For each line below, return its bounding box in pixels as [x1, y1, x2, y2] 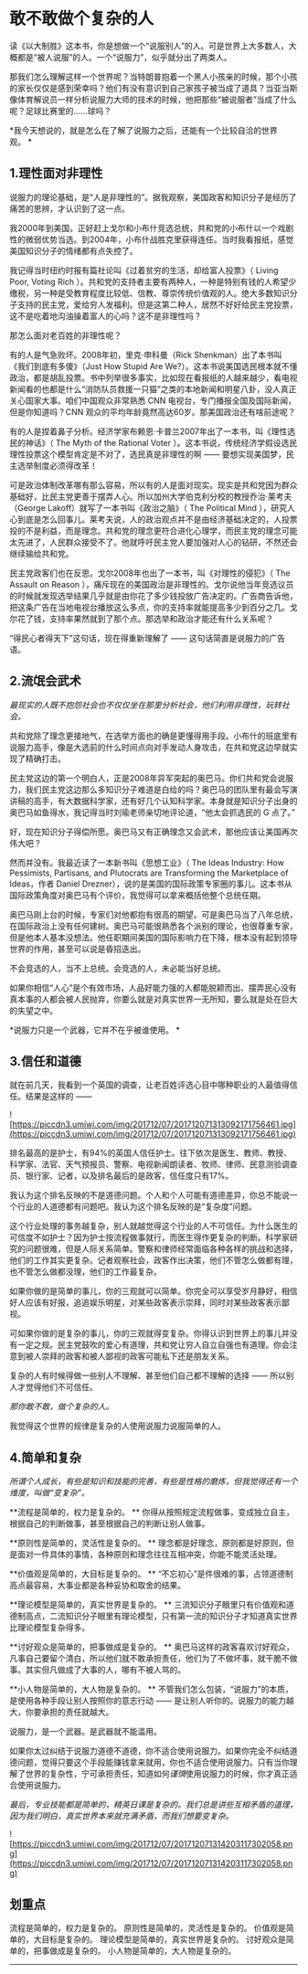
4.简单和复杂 [9, 1449, 82, 1465]
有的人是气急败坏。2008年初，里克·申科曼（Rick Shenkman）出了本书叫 [9, 349, 282, 360]
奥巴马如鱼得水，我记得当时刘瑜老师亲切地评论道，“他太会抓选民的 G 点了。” [9, 806, 295, 818]
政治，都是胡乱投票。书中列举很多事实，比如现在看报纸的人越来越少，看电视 [9, 372, 298, 383]
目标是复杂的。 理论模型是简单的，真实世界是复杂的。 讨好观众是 [40, 1934, 286, 1945]
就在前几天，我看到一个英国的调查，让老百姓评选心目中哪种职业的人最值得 [9, 1079, 290, 1090]
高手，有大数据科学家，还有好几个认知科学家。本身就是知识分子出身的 [33, 795, 298, 806]
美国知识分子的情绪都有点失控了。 [9, 245, 138, 256]
